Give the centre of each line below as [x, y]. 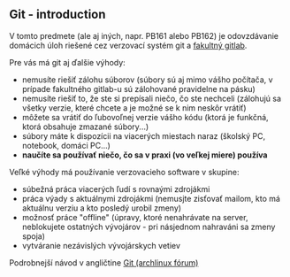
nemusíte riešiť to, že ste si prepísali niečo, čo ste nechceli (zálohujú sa [151, 98]
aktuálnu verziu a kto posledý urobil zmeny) [102, 208]
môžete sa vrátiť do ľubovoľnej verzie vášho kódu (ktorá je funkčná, [145, 117]
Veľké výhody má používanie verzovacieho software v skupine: [124, 172]
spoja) [34, 236]
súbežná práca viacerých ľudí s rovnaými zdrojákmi [116, 189]
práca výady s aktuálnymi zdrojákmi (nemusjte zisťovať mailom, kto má [151, 198]
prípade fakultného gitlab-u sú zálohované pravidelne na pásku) [139, 88]
